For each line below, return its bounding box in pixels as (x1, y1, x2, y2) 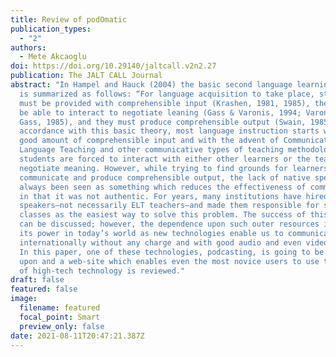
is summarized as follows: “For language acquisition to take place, (19, 89, 315, 99)
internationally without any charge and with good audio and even (19, 237, 302, 248)
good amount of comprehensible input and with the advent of (19, 136, 280, 146)
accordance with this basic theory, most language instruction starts (19, 126, 320, 136)
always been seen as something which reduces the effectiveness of (19, 182, 307, 192)
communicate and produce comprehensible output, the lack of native (19, 172, 311, 183)
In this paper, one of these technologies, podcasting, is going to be (19, 247, 325, 257)
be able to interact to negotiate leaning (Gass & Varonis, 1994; (19, 107, 302, 118)
